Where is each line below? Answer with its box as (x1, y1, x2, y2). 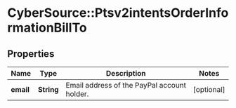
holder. (65, 89, 89, 99)
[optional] (192, 85, 225, 94)
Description (105, 69, 146, 78)
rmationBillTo (7, 20, 87, 36)
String (37, 85, 59, 94)
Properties (7, 48, 55, 60)
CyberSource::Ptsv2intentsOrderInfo (7, 5, 229, 21)
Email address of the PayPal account (65, 81, 187, 90)
